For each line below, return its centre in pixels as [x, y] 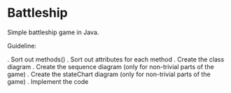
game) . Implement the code [48, 81]
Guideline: [22, 45]
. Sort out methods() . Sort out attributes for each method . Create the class [116, 59]
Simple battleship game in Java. [53, 32]
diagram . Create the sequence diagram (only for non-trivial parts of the [111, 66]
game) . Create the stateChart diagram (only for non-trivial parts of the [109, 74]
